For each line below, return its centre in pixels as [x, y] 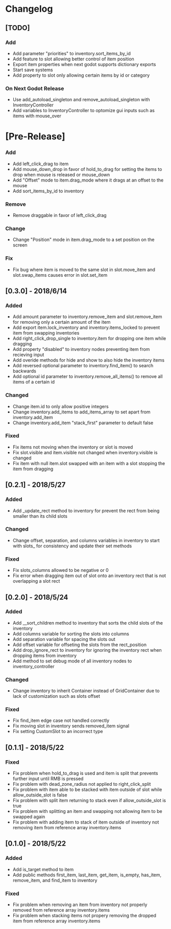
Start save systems [33, 70]
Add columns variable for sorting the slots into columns [71, 634]
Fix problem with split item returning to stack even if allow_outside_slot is [89, 801]
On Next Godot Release [35, 89]
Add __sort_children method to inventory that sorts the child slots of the [88, 623]
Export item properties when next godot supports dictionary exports [84, 64]
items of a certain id [34, 382]
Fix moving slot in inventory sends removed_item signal [71, 726]
